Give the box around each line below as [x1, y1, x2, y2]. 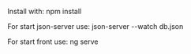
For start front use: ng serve [7, 37, 99, 46]
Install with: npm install [7, 7, 82, 16]
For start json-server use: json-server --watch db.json [7, 22, 184, 31]
